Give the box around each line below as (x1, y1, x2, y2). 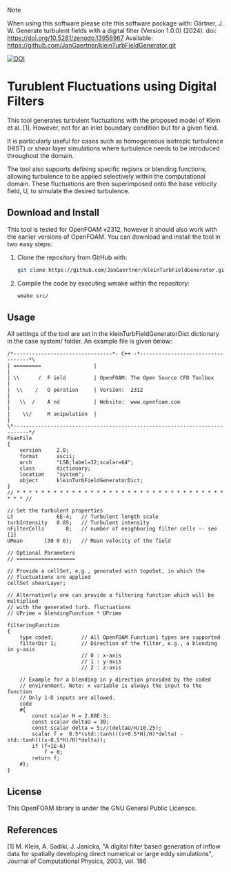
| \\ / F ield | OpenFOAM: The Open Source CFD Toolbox (7, 375, 214, 381)
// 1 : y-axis (81, 658, 122, 665)
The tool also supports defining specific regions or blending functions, (7, 165, 207, 173)
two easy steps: (7, 239, 52, 248)
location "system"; (19, 471, 85, 478)
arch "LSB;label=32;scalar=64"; (19, 459, 134, 466)
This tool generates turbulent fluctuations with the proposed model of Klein (7, 116, 221, 124)
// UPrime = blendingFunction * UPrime (7, 610, 122, 617)
